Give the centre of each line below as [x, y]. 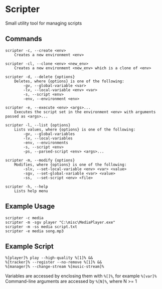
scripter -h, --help [27, 187]
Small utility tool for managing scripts [44, 23]
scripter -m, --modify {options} [40, 160]
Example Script [30, 246]
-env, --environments [46, 142]
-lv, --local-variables [48, 138]
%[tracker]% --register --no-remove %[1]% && [53, 262]
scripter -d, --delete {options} [40, 77]
